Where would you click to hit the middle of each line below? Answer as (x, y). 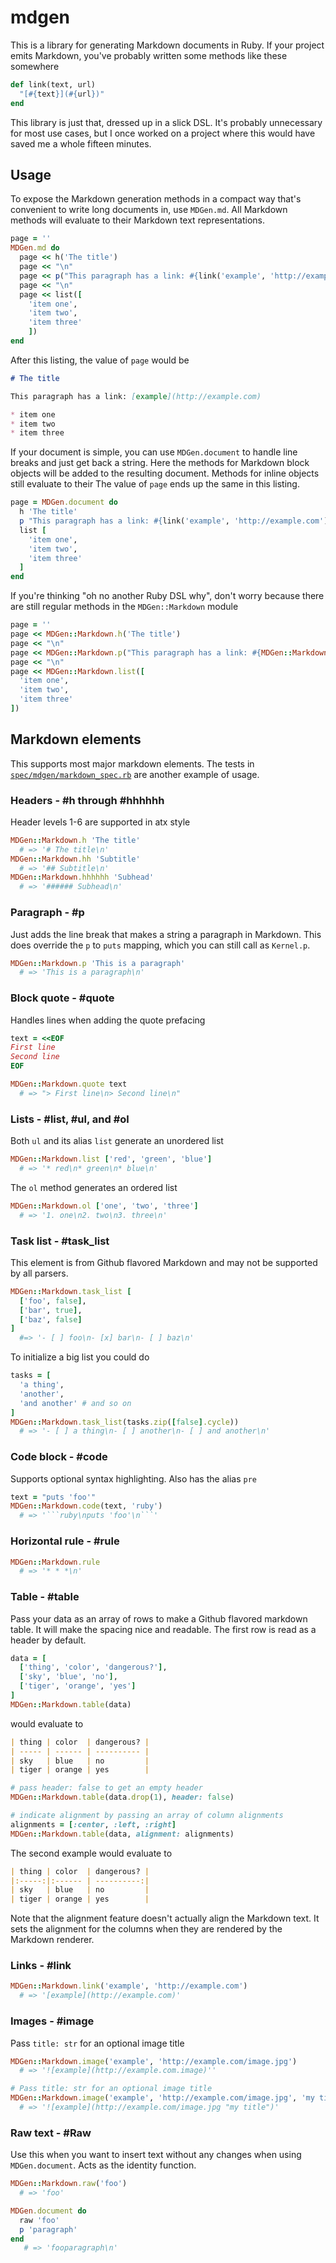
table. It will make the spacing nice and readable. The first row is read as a (163, 1629)
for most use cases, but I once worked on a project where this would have (163, 133)
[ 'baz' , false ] (51, 1319)
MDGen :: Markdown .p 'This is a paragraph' (98, 963)
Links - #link (41, 1966)
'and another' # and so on (75, 1403)
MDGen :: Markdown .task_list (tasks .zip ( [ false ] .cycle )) (125, 1422)
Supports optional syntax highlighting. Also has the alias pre (133, 1478)
